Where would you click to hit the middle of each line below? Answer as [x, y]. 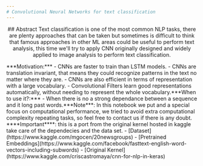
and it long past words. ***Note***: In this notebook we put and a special [98, 105]
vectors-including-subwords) [43, 150]
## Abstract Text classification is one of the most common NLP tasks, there [102, 29]
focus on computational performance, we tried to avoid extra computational [101, 111]
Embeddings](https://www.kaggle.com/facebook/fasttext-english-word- [96, 143]
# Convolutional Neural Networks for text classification [81, 12]
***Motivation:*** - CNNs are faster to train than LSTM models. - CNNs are [101, 66]
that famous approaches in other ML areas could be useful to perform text [102, 42]
